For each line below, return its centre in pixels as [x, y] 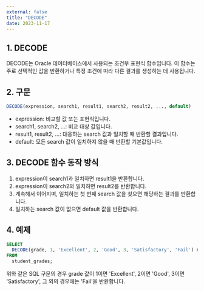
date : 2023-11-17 [28, 23]
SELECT [15, 244]
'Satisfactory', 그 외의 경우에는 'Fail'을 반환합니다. [66, 281]
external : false [27, 12]
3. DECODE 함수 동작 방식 [53, 163]
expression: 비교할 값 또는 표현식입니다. [63, 119]
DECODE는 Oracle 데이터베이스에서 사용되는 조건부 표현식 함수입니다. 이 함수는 [101, 63]
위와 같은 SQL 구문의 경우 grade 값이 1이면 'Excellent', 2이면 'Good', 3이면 [96, 274]
